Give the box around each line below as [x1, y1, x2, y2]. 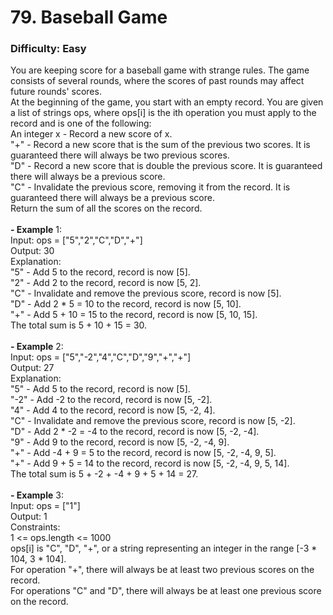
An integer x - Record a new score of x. [10, 128, 173, 140]
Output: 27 [10, 362, 55, 374]
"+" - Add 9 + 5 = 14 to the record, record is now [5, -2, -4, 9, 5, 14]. [10, 457, 290, 470]
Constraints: [10, 521, 61, 533]
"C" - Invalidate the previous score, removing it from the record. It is [10, 181, 291, 193]
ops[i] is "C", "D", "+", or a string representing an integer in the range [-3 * [10, 542, 318, 555]
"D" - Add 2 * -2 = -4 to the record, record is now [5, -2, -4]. [10, 426, 260, 438]
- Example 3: [10, 489, 64, 501]
